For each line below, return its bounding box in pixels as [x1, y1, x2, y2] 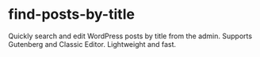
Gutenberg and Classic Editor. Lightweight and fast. [8, 39, 177, 48]
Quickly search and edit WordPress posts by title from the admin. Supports [8, 31, 252, 41]
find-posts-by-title [8, 5, 135, 23]
